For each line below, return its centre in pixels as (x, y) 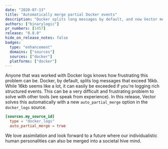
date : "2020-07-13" (25, 10)
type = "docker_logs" (32, 121)
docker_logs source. (26, 107)
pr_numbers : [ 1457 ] (25, 29)
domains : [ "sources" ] (32, 52)
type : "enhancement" (31, 47)
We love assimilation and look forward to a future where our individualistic (81, 135)
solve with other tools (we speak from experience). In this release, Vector (80, 97)
